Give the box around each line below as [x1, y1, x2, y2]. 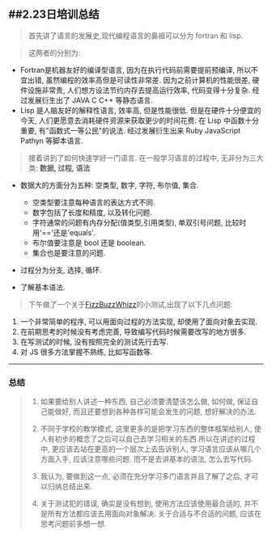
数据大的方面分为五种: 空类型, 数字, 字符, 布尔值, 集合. [19, 180, 199, 190]
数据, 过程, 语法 [39, 162, 91, 172]
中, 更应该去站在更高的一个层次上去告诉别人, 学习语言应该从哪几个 [40, 444, 261, 454]
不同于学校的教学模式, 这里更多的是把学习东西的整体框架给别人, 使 [40, 424, 261, 434]
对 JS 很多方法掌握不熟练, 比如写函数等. [19, 347, 153, 357]
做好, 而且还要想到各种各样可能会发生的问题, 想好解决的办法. [54, 407, 257, 416]
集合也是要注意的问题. [32, 247, 106, 257]
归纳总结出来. [47, 482, 93, 492]
